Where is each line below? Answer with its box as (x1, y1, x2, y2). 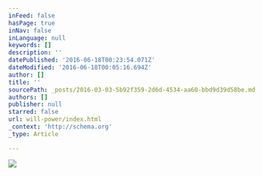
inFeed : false (8, 11, 56, 20)
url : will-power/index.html (8, 115, 102, 123)
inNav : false (8, 26, 52, 34)
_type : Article (8, 130, 59, 138)
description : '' (8, 49, 62, 57)
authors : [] (8, 93, 48, 101)
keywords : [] (8, 41, 52, 49)
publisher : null (8, 100, 62, 108)
